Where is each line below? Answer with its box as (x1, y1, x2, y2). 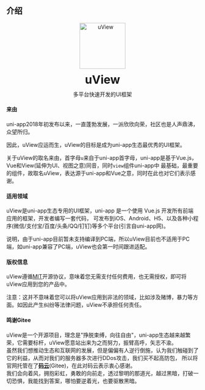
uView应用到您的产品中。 (6, 280, 70, 288)
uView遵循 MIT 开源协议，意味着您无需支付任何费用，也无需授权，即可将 (6, 273, 187, 280)
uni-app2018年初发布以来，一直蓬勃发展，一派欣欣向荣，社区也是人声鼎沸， (6, 121, 199, 128)
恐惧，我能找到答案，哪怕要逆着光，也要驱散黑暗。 (11, 377, 140, 384)
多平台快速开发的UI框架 (73, 91, 132, 98)
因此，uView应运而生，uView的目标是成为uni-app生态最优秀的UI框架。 (6, 141, 185, 149)
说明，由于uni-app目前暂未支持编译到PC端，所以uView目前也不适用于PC (6, 235, 190, 243)
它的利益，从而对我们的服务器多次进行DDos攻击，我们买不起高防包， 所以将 (6, 354, 198, 361)
